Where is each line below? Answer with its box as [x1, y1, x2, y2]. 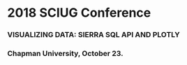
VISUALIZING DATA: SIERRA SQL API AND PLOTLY [7, 30, 180, 40]
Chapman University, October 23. [7, 49, 124, 59]
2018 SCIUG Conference [7, 5, 151, 21]
